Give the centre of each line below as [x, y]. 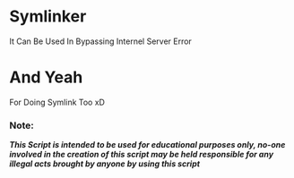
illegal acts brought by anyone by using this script [104, 164]
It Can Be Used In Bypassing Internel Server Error [101, 41]
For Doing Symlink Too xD [57, 102]
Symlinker [48, 17]
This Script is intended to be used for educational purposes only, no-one [147, 145]
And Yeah [46, 77]
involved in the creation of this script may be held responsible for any [142, 155]
